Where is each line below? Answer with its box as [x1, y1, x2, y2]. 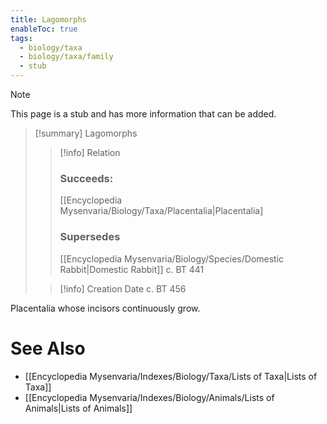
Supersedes [59, 230, 121, 244]
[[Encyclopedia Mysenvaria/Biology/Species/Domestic [59, 252, 285, 265]
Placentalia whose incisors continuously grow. [10, 302, 201, 314]
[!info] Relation [59, 147, 121, 158]
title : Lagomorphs [10, 14, 87, 25]
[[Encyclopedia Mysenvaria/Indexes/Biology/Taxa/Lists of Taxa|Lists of [24, 370, 318, 382]
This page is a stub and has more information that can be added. [10, 108, 277, 120]
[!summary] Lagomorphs [34, 127, 138, 139]
